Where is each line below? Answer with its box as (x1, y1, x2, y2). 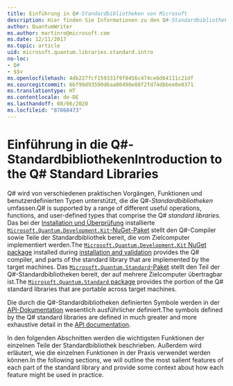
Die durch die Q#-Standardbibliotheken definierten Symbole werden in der (7, 298, 221, 306)
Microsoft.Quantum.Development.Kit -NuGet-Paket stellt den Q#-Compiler (7, 226, 216, 234)
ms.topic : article (7, 42, 60, 49)
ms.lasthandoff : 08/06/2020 (7, 100, 89, 107)
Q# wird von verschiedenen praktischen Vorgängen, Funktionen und (7, 188, 202, 198)
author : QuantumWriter (7, 23, 73, 30)
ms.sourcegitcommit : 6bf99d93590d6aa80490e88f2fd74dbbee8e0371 (7, 81, 194, 88)
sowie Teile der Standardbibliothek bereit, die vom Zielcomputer (7, 233, 190, 241)
